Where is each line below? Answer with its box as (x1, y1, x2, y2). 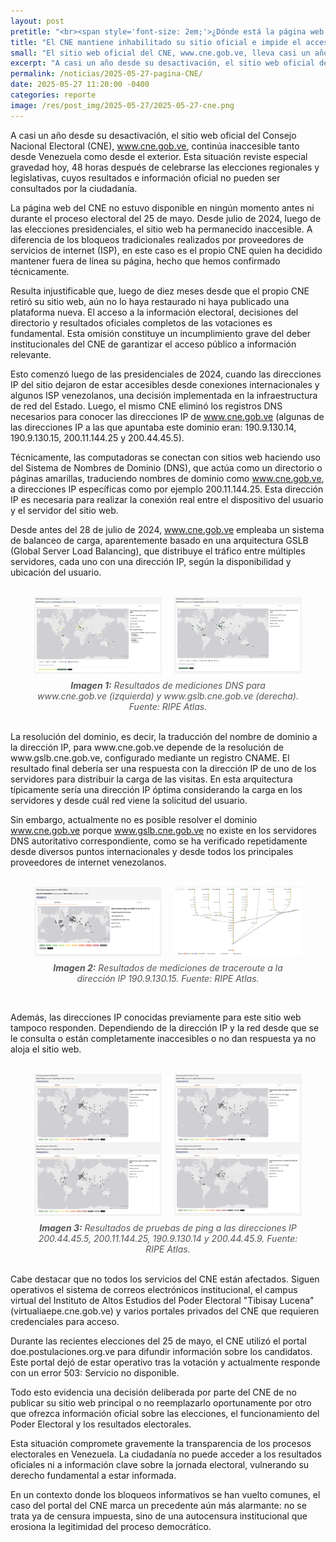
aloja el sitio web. (10, 1043, 82, 1055)
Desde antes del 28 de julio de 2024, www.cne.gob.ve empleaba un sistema (10, 523, 325, 535)
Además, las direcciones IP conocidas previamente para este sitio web (10, 1011, 302, 1023)
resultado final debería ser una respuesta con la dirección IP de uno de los (10, 762, 317, 774)
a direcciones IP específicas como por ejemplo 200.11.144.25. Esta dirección (10, 483, 324, 495)
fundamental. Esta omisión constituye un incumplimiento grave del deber (10, 327, 311, 339)
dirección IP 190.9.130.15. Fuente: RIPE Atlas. (76, 972, 260, 984)
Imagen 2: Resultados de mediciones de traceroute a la (53, 961, 283, 974)
